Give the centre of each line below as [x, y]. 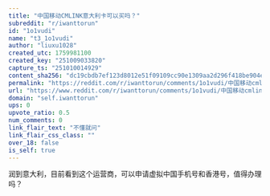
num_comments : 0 [35, 120]
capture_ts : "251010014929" [55, 68]
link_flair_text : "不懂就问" [55, 128]
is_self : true [32, 150]
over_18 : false [34, 143]
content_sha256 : [35, 76]
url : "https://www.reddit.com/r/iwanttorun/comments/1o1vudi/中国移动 [127, 90]
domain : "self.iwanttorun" [53, 98]
